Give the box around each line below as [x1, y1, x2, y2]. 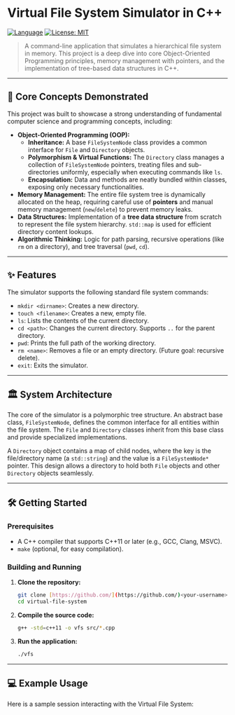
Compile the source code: [17, 611, 94, 620]
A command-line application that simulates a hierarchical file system [24, 41, 222, 50]
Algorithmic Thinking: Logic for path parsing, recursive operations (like [17, 235, 225, 243]
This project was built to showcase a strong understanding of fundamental [7, 109, 222, 118]
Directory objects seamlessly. [7, 469, 94, 477]
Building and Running [7, 562, 82, 572]
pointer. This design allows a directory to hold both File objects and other [7, 461, 220, 470]
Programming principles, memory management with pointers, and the [24, 56, 225, 64]
